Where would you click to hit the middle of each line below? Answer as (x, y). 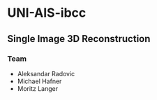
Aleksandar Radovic (46, 73)
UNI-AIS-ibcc (47, 13)
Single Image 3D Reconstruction (79, 39)
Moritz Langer (37, 88)
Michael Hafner (39, 81)
